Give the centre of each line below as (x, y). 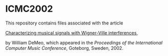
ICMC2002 (29, 9)
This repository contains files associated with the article (64, 23)
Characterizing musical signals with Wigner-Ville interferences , (72, 33)
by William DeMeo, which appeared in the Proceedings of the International (84, 43)
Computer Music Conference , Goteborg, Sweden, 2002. (65, 48)
